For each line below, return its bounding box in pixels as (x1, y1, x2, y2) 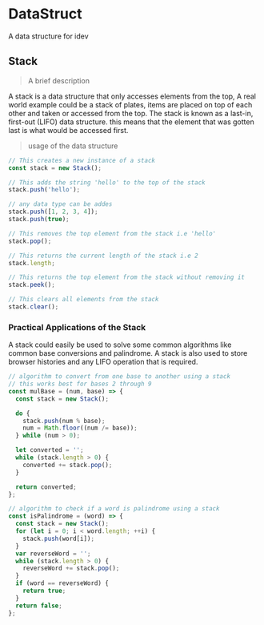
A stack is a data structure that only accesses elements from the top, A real (8, 91, 257, 101)
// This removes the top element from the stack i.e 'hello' (8, 229, 217, 237)
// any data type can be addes (8, 200, 113, 208)
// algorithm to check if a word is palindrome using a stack (8, 505, 220, 513)
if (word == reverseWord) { (15, 579, 110, 587)
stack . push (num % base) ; (22, 417, 106, 425)
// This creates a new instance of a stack (8, 156, 156, 164)
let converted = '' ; (15, 446, 84, 454)
